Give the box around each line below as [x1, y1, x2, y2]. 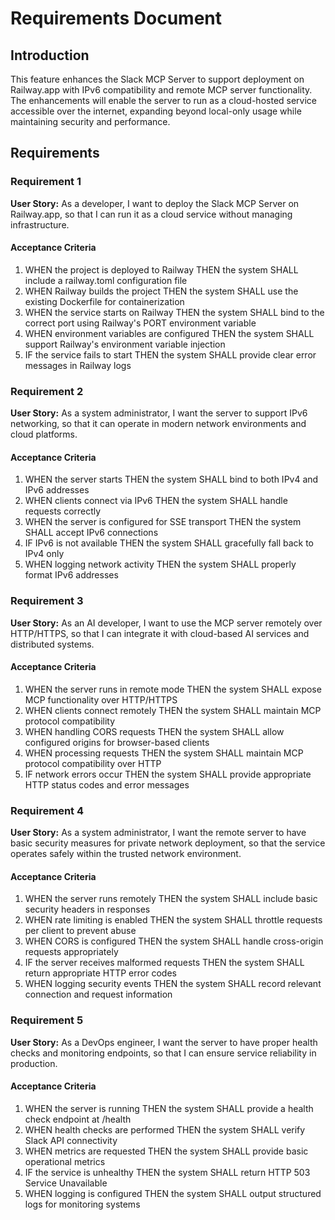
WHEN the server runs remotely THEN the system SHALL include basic [24, 893, 318, 905]
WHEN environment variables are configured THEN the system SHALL [24, 327, 315, 339]
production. [10, 1057, 58, 1069]
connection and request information [24, 988, 173, 1001]
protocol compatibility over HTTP [24, 757, 162, 769]
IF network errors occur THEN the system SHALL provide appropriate [24, 768, 312, 780]
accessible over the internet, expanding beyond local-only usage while [10, 105, 302, 117]
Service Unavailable [24, 1177, 108, 1189]
